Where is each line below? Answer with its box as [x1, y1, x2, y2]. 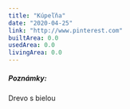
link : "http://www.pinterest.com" [8, 26, 124, 34]
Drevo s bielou [8, 93, 56, 103]
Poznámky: [8, 73, 47, 83]
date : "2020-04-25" [8, 19, 73, 27]
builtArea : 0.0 [8, 33, 59, 42]
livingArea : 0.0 [8, 49, 62, 56]
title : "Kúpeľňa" [8, 11, 66, 20]
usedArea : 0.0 [8, 41, 56, 49]
